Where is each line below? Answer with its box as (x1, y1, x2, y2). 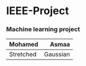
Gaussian (44, 50, 70, 58)
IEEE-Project (6, 4, 69, 18)
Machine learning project (6, 25, 80, 34)
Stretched (9, 50, 37, 58)
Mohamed (9, 40, 39, 48)
